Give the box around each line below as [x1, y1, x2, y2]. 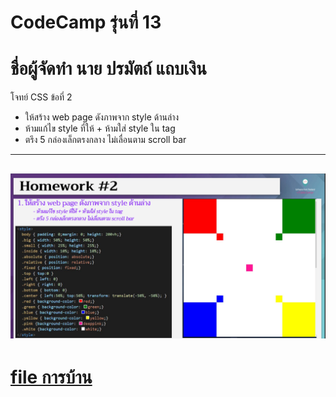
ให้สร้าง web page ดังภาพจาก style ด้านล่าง [24, 111, 180, 123]
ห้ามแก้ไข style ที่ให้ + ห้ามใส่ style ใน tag [24, 122, 176, 135]
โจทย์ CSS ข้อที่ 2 [10, 91, 73, 103]
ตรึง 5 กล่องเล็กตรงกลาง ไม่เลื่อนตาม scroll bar [24, 134, 187, 146]
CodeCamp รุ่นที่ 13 [10, 11, 162, 34]
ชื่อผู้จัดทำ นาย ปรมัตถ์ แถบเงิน [10, 57, 207, 80]
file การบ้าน [10, 366, 93, 388]
